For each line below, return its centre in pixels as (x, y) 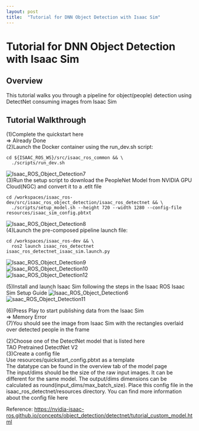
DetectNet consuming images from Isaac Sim (61, 101)
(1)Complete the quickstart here (45, 135)
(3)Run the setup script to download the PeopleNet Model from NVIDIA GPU (99, 180)
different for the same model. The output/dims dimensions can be (87, 379)
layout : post (22, 12)
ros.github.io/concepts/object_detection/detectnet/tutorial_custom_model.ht (99, 416)
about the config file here (37, 398)
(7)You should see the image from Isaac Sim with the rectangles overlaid (95, 323)
